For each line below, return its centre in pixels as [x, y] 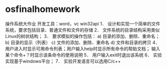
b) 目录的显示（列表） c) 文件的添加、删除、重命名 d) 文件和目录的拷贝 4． [82, 42]
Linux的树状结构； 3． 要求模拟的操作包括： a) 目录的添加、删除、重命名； [82, 36]
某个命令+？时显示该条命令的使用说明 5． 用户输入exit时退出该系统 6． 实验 [83, 55]
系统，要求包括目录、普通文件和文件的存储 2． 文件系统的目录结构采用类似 [82, 30]
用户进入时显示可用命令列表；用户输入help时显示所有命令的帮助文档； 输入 [83, 48]
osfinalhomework [43, 9]
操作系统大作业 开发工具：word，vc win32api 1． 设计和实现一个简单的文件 [83, 23]
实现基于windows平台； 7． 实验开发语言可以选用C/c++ [63, 61]
